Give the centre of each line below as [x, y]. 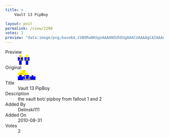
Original [13, 67]
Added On [16, 115]
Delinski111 [29, 110]
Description [17, 93]
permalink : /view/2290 [29, 28]
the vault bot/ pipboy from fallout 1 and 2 [60, 99]
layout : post [19, 24]
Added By [16, 104]
